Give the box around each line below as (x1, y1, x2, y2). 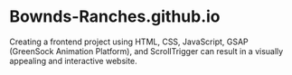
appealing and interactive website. (9, 55, 137, 66)
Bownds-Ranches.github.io (9, 6, 221, 27)
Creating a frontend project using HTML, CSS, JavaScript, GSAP (9, 36, 249, 47)
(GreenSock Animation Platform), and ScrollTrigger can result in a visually (9, 45, 284, 56)
